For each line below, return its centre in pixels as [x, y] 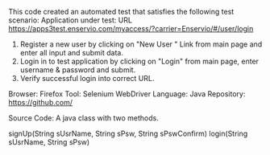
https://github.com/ [40, 102]
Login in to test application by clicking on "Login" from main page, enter [139, 61]
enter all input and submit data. [71, 53]
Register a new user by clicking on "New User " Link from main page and [141, 44]
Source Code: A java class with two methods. [83, 118]
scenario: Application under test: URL [71, 20]
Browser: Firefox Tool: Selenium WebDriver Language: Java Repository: [127, 94]
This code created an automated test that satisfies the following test [121, 12]
